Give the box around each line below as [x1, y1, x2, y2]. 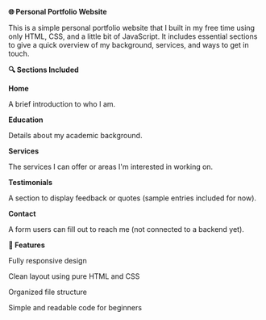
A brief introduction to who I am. [8, 99, 116, 108]
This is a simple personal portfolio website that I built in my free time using [8, 23, 256, 32]
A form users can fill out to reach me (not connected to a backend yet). [8, 225, 244, 234]
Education [8, 115, 44, 124]
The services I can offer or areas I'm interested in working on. [8, 162, 214, 171]
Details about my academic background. [8, 131, 143, 140]
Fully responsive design [8, 256, 87, 265]
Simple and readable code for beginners [8, 303, 143, 312]
